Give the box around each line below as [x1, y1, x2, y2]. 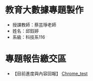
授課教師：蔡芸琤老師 [12, 22, 56, 28]
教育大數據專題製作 [5, 4, 84, 16]
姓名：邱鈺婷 [12, 28, 39, 34]
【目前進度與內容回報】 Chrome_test [12, 70, 88, 77]
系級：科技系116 [12, 34, 45, 40]
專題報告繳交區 [5, 53, 67, 65]
